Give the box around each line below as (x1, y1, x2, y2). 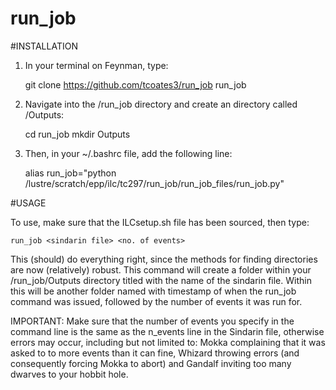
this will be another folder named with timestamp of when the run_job (10, 285, 297, 297)
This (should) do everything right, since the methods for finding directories (10, 253, 318, 265)
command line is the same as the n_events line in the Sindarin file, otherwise (10, 325, 325, 337)
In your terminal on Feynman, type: (24, 59, 169, 71)
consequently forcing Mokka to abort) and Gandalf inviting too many (10, 357, 292, 369)
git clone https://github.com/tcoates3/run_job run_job (24, 78, 247, 91)
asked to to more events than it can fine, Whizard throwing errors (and (10, 347, 300, 359)
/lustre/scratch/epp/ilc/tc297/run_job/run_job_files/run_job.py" (24, 177, 285, 189)
